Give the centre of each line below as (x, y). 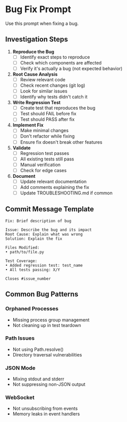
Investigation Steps (37, 39)
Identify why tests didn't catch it (54, 97)
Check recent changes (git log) (53, 85)
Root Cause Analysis (35, 74)
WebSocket (20, 398)
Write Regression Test (37, 103)
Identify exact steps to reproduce (55, 57)
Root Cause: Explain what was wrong (44, 234)
